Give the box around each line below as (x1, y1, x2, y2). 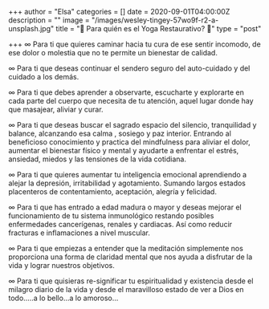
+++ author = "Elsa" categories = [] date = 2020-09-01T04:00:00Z (8, 7, 230, 16)
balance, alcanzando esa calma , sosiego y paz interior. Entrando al (8, 128, 231, 138)
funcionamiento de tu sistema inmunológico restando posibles (8, 211, 214, 220)
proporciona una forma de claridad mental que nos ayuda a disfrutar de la (8, 252, 253, 262)
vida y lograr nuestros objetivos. (8, 261, 115, 270)
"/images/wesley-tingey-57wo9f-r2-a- (91, 15, 219, 25)
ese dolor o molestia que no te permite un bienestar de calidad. (8, 48, 218, 57)
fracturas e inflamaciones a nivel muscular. (8, 228, 150, 238)
